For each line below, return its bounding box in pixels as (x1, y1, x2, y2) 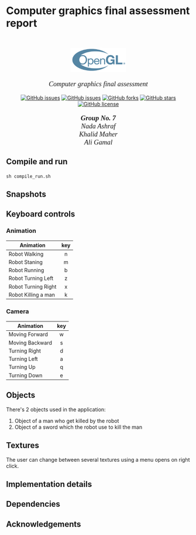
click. (6, 462, 19, 469)
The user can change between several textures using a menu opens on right (6, 456, 190, 463)
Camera (6, 307, 29, 316)
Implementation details (6, 479, 92, 489)
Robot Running (8, 267, 44, 274)
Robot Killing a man (8, 291, 56, 298)
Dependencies (6, 499, 60, 509)
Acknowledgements (6, 519, 81, 529)
